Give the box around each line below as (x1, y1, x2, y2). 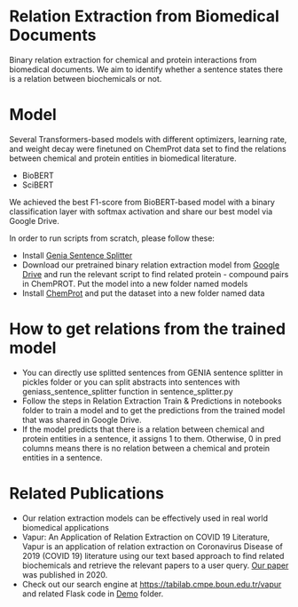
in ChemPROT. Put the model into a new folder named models (21, 278, 248, 289)
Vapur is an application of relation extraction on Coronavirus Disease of (21, 540, 284, 552)
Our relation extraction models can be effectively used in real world (21, 513, 269, 523)
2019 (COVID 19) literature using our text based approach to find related (21, 550, 285, 561)
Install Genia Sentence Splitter (21, 250, 133, 260)
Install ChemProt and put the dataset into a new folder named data (21, 287, 265, 299)
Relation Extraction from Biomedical (9, 6, 279, 27)
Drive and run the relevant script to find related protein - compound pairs (21, 268, 289, 279)
